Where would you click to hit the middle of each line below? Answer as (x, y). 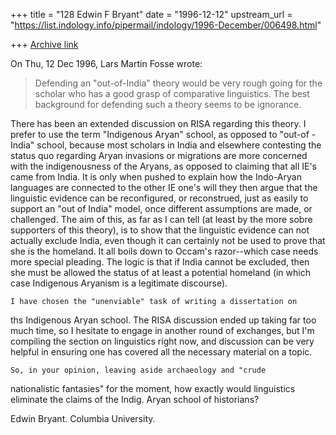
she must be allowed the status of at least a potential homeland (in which (160, 272)
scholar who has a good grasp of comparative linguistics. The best (172, 93)
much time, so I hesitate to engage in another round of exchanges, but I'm (162, 330)
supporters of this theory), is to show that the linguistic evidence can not (160, 230)
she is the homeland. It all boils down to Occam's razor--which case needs (164, 251)
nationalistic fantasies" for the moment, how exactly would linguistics (153, 388)
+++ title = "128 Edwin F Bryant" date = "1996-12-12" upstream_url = (151, 14)
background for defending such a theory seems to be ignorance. (168, 104)
